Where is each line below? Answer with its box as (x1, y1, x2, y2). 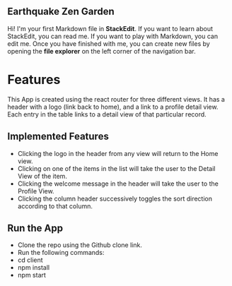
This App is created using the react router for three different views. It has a (7, 95, 225, 103)
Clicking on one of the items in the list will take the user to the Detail (17, 164, 216, 172)
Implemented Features (7, 131, 110, 143)
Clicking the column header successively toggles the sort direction (17, 194, 212, 203)
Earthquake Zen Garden (7, 6, 115, 18)
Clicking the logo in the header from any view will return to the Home (17, 149, 219, 157)
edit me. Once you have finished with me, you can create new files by (7, 39, 210, 48)
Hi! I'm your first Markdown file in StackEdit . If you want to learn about (7, 24, 214, 32)
